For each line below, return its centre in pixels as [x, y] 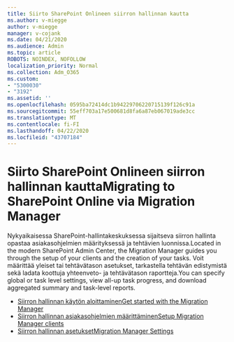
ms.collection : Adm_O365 [43, 72]
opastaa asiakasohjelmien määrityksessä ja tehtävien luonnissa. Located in [114, 243]
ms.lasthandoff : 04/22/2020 [48, 131]
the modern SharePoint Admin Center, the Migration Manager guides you [112, 251]
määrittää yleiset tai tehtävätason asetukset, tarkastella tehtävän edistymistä [117, 266]
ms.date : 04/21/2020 [37, 40]
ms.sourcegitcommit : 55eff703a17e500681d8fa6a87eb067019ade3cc [101, 111]
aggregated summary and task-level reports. [72, 288]
